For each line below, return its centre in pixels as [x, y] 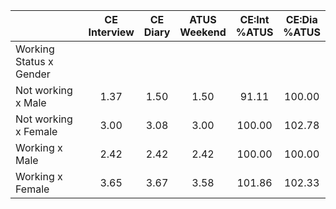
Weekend [203, 32]
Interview [111, 32]
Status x [34, 61]
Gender [33, 74]
